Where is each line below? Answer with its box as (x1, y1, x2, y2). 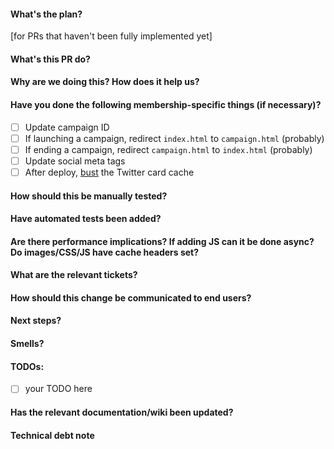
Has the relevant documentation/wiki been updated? (10, 406, 234, 418)
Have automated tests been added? (10, 213, 162, 225)
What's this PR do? (10, 53, 91, 65)
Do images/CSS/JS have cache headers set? (10, 246, 200, 258)
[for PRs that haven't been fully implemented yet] (10, 30, 213, 42)
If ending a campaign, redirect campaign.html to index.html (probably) (24, 143, 313, 155)
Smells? (10, 338, 45, 350)
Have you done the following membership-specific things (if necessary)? (10, 98, 322, 110)
